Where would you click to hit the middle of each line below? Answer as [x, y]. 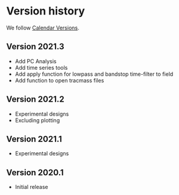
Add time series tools [41, 67]
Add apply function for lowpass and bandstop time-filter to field [94, 74]
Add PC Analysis [36, 61]
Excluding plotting [37, 120]
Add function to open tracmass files [59, 80]
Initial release [31, 187]
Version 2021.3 [35, 47]
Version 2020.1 [35, 172]
